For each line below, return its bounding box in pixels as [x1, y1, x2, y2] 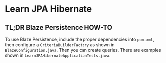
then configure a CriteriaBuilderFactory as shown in [5, 42, 115, 48]
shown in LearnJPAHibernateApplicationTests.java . [5, 52, 111, 58]
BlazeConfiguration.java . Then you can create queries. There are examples [5, 47, 161, 53]
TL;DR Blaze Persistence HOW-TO [5, 23, 113, 32]
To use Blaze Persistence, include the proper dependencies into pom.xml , [5, 36, 154, 42]
